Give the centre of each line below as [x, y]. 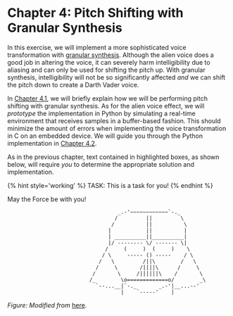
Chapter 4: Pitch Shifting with [96, 13]
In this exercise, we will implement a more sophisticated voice [97, 47]
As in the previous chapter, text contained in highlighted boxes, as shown [113, 157]
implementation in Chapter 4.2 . [52, 143]
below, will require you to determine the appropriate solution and [101, 164]
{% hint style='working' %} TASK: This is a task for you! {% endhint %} [110, 185]
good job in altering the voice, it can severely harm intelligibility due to [109, 62]
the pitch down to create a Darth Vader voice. [73, 84]
